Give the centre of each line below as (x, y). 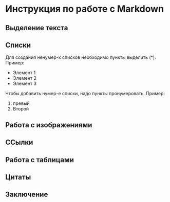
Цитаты (18, 177)
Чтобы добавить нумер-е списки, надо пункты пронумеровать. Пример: (85, 94)
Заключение (27, 195)
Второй (21, 109)
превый (21, 103)
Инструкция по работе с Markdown (85, 9)
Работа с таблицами (40, 160)
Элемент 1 (24, 73)
